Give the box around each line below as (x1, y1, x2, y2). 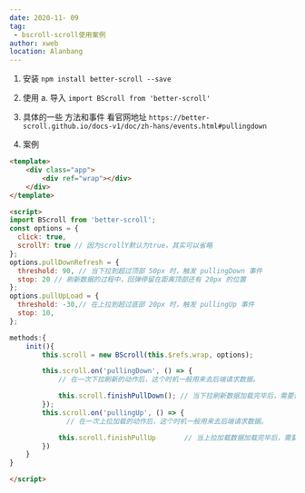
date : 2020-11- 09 (9, 13, 79, 23)
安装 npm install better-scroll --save (22, 74, 172, 84)
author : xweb (9, 38, 59, 48)
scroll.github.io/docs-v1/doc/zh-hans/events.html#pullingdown (22, 122, 268, 132)
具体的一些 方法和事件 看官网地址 (22, 112, 147, 123)
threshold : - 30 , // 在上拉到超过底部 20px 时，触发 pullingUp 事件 (17, 301, 255, 310)
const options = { (9, 224, 79, 233)
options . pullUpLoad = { (9, 291, 100, 301)
